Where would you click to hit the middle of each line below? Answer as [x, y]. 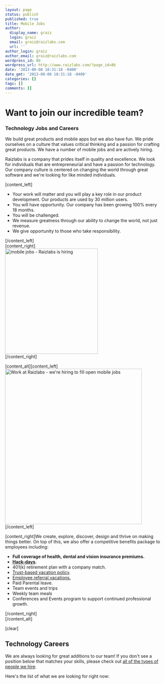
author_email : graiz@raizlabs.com [41, 56]
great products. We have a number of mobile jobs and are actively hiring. [79, 149]
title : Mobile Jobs [25, 24]
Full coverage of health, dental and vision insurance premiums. [78, 557]
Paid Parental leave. [32, 583]
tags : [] [14, 83]
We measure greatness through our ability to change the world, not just [85, 220]
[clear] [12, 628]
